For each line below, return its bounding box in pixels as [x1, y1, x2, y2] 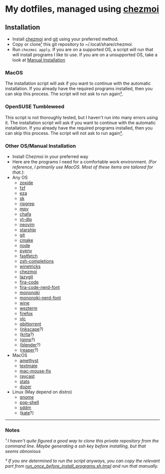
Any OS [12, 174, 28, 180]
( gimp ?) [19, 336, 35, 343]
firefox [19, 310, 33, 316]
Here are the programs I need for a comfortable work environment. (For [12, 158, 157, 164]
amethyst [19, 357, 39, 363]
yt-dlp [19, 216, 32, 222]
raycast [19, 373, 35, 379]
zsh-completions [19, 258, 54, 264]
